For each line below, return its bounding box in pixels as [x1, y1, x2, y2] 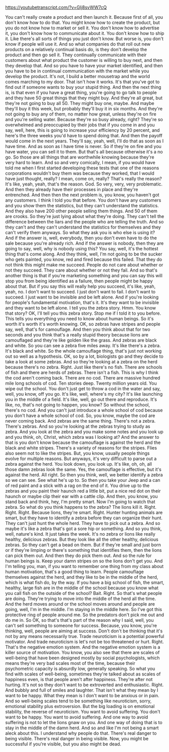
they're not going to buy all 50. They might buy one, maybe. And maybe [5, 100, 155, 106]
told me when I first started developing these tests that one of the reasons [5, 165, 159, 171]
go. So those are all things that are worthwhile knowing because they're [5, 154, 155, 160]
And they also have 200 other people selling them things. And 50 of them [5, 208, 158, 214]
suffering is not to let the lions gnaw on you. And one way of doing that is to [5, 720, 162, 725]
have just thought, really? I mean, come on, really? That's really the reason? [5, 176, 162, 181]
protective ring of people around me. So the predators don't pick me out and [5, 612, 164, 618]
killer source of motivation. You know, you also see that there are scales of [5, 650, 160, 655]
